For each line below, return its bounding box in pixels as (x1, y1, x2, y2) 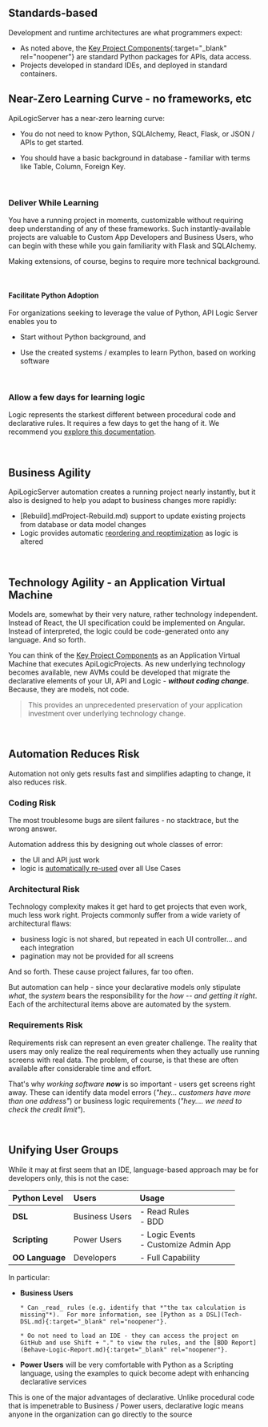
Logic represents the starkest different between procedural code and (8, 410, 236, 420)
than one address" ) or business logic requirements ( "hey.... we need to (8, 1096, 242, 1105)
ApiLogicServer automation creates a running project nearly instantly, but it (8, 487, 256, 497)
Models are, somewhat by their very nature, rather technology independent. (8, 610, 258, 619)
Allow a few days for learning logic (8, 392, 146, 403)
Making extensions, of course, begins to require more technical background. (8, 256, 261, 266)
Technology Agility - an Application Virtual (8, 575, 226, 589)
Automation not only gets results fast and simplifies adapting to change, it (8, 768, 251, 778)
